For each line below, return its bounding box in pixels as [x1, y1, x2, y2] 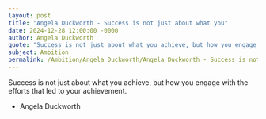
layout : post [8, 11, 51, 20]
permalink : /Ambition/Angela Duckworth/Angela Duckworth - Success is [8, 56, 246, 64]
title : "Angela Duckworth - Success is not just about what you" [8, 19, 228, 27]
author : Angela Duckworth [8, 33, 93, 42]
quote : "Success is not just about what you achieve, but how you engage [8, 41, 257, 49]
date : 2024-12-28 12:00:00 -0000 [8, 26, 119, 34]
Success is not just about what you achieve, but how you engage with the [8, 77, 249, 87]
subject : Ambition [8, 48, 69, 56]
